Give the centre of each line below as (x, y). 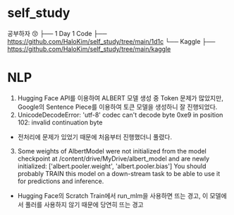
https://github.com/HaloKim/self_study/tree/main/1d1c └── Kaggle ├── (111, 41)
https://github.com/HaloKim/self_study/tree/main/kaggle (89, 49)
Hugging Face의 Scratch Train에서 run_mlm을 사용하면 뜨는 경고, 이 (113, 195)
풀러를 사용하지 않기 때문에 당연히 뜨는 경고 (84, 204)
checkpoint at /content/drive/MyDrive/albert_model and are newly (113, 158)
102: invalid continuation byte (60, 122)
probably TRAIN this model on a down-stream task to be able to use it (119, 173)
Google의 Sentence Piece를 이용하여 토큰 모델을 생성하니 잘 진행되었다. (117, 107)
